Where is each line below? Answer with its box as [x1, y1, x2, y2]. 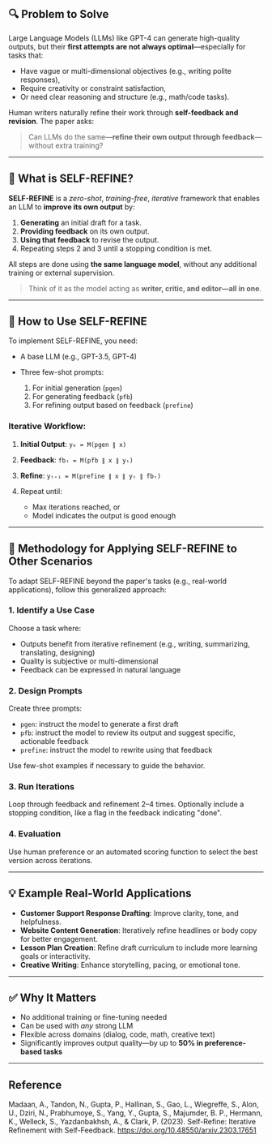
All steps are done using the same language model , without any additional [8, 259, 257, 269]
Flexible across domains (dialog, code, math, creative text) [19, 1029, 216, 1039]
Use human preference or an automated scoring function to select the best [8, 847, 258, 857]
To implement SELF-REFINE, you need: [8, 336, 138, 346]
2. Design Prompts [8, 685, 83, 696]
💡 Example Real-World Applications [8, 887, 192, 900]
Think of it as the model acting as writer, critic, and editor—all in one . [28, 283, 261, 293]
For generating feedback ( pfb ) [32, 392, 134, 402]
